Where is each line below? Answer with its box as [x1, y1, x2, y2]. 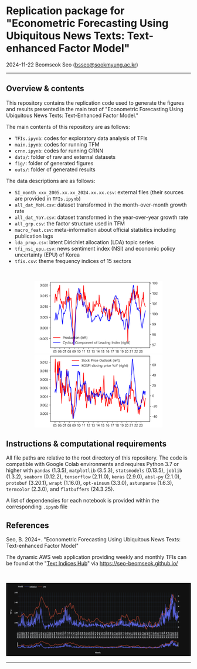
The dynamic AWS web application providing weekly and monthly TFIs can [6, 554, 187, 561]
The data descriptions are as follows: [6, 177, 96, 184]
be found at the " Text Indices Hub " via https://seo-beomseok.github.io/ [6, 560, 178, 567]
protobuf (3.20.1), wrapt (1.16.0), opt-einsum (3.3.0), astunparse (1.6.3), [6, 480, 174, 487]
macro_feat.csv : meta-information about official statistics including [14, 226, 176, 233]
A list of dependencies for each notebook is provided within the [6, 497, 159, 504]
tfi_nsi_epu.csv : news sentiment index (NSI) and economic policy [14, 245, 176, 252]
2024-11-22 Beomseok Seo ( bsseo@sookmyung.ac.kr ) [6, 61, 139, 68]
